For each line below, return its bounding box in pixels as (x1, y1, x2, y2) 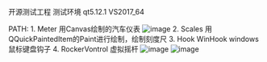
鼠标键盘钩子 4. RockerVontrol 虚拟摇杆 (8, 44, 139, 54)
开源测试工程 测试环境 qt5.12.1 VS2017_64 (8, 7, 145, 16)
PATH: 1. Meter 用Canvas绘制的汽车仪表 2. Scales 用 (8, 24, 212, 34)
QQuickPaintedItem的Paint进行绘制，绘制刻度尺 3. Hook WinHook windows (8, 35, 260, 43)
